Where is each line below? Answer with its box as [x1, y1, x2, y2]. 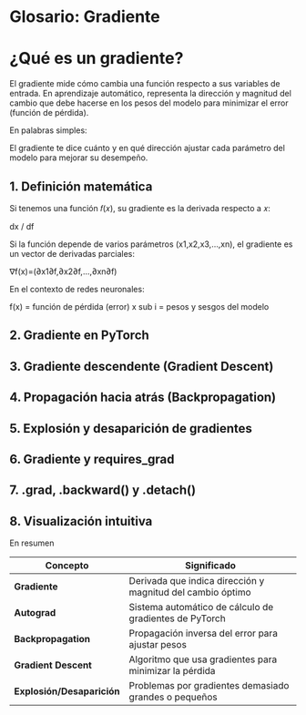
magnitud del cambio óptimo [128, 586, 252, 598]
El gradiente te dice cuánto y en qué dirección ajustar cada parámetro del [9, 143, 285, 154]
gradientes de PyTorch [128, 612, 226, 625]
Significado [185, 559, 237, 572]
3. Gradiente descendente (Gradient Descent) [9, 358, 274, 374]
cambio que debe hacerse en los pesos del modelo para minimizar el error [9, 97, 289, 108]
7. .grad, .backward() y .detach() [9, 483, 197, 498]
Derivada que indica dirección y [128, 575, 265, 587]
